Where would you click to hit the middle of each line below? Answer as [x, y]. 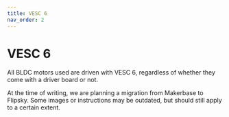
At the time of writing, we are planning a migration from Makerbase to [105, 93]
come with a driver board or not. [52, 80]
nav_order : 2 [26, 20]
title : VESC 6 [27, 13]
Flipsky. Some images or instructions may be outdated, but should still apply [115, 101]
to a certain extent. [34, 107]
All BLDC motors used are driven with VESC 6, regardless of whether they [111, 73]
